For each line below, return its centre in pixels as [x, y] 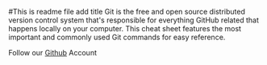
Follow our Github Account [52, 53]
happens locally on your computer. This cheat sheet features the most [125, 28]
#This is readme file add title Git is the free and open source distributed [127, 12]
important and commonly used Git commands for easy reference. [117, 37]
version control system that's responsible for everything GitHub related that [134, 20]
